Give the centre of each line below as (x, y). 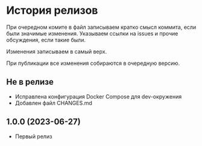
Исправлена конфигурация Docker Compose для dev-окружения (98, 96)
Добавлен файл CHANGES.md (53, 103)
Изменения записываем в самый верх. (57, 51)
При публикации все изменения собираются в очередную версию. (93, 63)
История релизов (52, 11)
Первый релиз (33, 136)
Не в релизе (30, 82)
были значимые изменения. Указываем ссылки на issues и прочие (92, 33)
